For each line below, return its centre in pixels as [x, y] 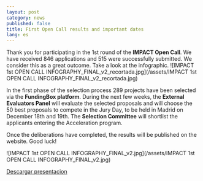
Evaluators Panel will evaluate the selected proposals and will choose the [99, 103]
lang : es [17, 35]
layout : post [23, 12]
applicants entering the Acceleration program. [64, 123]
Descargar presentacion [37, 172]
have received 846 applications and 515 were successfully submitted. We [99, 59]
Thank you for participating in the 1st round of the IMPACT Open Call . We [99, 52]
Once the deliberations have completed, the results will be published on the [102, 135]
